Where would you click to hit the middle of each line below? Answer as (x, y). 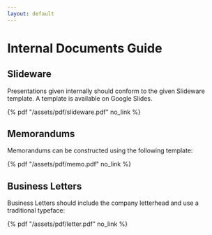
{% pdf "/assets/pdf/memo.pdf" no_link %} (69, 164)
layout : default (31, 14)
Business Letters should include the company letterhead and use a (103, 203)
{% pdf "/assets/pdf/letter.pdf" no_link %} (68, 224)
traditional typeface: (36, 211)
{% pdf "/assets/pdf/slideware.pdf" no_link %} (74, 112)
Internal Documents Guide (85, 48)
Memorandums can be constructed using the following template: (100, 150)
